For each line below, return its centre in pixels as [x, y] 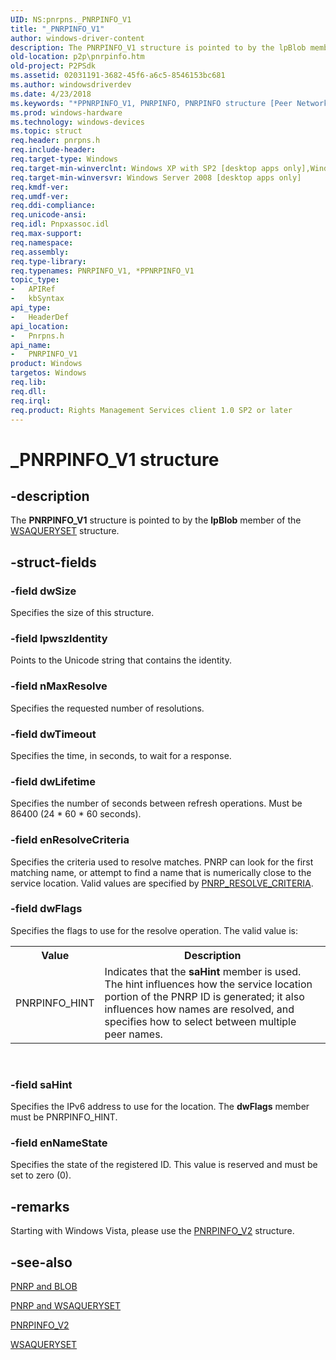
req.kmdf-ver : [40, 187]
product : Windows [46, 364]
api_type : [31, 308]
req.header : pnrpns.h [55, 141]
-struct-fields [53, 562]
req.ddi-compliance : [53, 206]
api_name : [31, 345]
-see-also [41, 1262]
